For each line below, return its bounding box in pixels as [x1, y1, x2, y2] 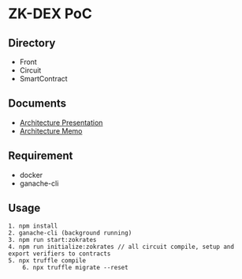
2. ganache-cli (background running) [8, 229, 132, 237]
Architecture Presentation [19, 118, 103, 127]
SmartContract [19, 74, 69, 83]
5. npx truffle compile [8, 257, 87, 265]
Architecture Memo [19, 126, 83, 135]
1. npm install [8, 222, 58, 230]
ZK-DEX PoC [8, 5, 92, 23]
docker [19, 170, 43, 179]
